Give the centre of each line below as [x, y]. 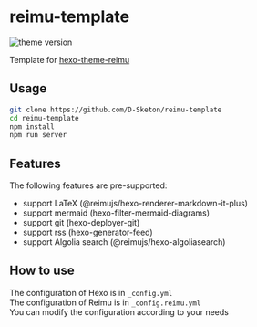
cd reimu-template [44, 118]
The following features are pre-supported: [88, 185]
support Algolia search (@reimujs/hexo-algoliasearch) [124, 242]
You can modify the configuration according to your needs [119, 311]
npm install [32, 127]
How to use [42, 271]
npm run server [38, 135]
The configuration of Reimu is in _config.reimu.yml [105, 302]
